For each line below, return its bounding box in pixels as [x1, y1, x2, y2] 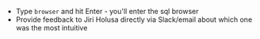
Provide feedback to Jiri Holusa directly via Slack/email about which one [15, 15, 253, 24]
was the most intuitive [15, 23, 88, 32]
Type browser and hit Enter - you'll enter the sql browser [15, 7, 199, 16]
